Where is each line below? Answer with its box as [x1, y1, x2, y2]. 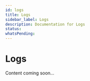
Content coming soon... [5, 70, 54, 76]
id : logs [5, 7, 24, 13]
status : [5, 26, 22, 32]
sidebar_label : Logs [5, 17, 49, 22]
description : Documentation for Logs [5, 21, 85, 27]
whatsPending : [5, 31, 36, 36]
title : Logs [5, 12, 31, 17]
